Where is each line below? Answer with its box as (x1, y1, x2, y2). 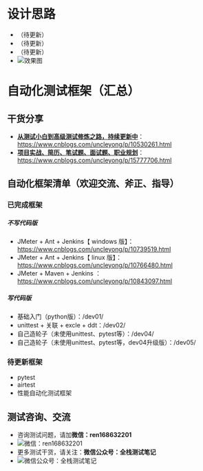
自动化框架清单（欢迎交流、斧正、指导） (7, 177, 179, 190)
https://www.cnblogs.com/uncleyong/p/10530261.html (17, 140, 172, 148)
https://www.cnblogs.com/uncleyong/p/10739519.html (17, 245, 171, 253)
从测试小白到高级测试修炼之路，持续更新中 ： (17, 132, 145, 140)
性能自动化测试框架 (17, 389, 72, 397)
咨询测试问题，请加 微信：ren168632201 (17, 431, 132, 439)
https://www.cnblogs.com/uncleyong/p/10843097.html (17, 277, 173, 285)
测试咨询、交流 (7, 411, 71, 423)
